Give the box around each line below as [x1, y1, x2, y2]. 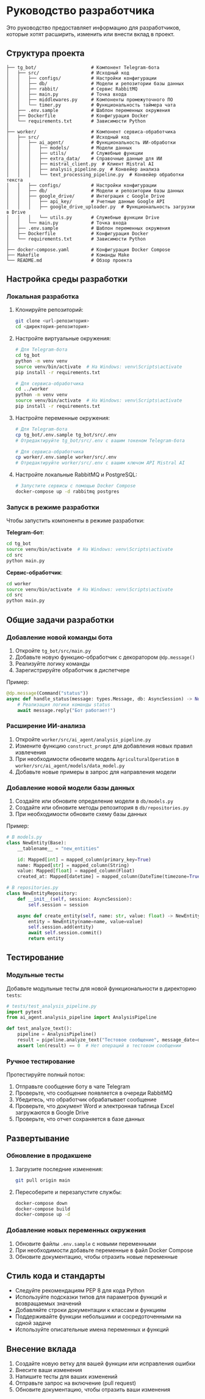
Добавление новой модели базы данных [6, 783, 135, 792]
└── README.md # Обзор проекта [6, 257, 132, 263]
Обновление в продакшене [6, 1152, 92, 1160]
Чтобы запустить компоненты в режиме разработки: [6, 517, 145, 524]
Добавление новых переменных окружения [6, 1226, 146, 1234]
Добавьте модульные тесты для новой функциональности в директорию [6, 985, 196, 992]
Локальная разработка [6, 292, 79, 301]
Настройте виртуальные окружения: [15, 335, 111, 342]
